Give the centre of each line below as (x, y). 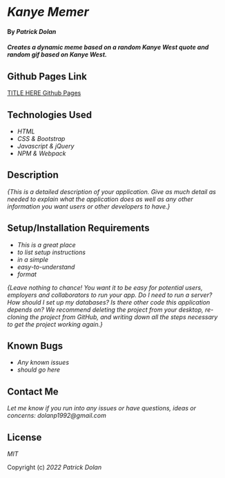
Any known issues (43, 363)
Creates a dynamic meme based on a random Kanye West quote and (108, 47)
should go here (39, 370)
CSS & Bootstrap (41, 138)
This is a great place (46, 245)
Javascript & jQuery (46, 146)
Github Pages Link (47, 76)
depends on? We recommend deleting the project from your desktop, (105, 309)
